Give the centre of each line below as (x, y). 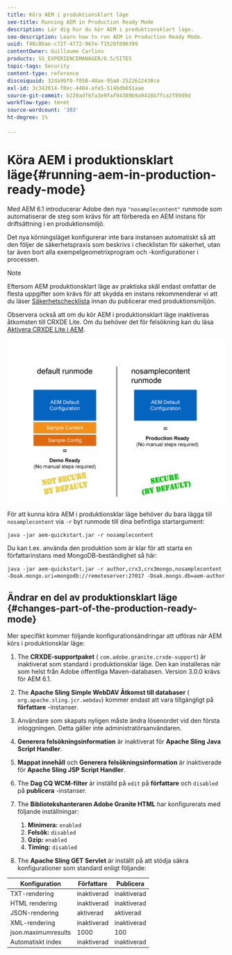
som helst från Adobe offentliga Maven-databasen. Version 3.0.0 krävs (118, 672)
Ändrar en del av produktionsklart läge (92, 597)
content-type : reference (43, 73)
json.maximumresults (41, 932)
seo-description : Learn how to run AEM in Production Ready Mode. (105, 37)
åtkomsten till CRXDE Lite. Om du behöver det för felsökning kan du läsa (110, 322)
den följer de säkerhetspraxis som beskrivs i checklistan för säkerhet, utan (114, 244)
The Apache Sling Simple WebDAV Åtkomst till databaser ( (103, 692)
